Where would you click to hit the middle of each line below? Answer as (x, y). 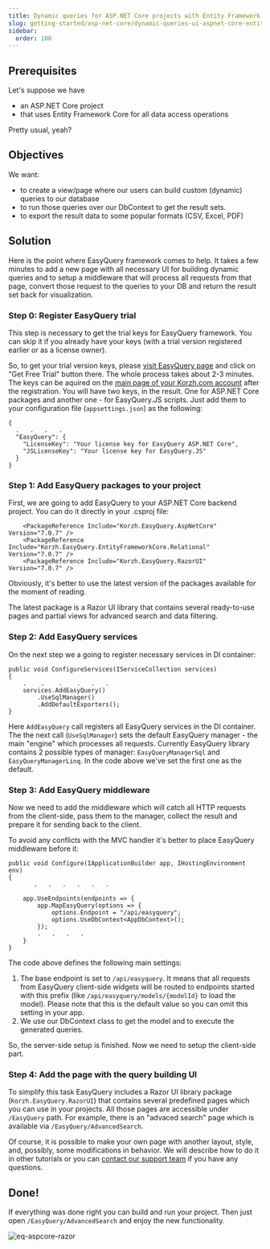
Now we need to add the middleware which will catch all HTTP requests (127, 807)
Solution (30, 241)
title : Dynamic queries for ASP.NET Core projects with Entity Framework (135, 16)
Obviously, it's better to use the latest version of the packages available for (132, 583)
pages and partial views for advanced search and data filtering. (113, 616)
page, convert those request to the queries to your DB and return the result (133, 286)
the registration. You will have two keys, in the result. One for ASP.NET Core (134, 391)
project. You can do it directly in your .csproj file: (89, 512)
